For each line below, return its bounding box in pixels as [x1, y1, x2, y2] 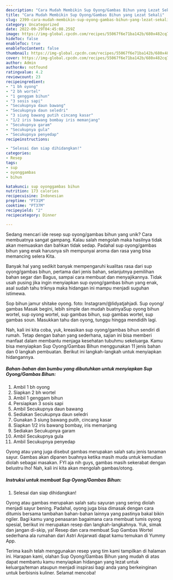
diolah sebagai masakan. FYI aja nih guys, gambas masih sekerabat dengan [6, 460, 166, 466]
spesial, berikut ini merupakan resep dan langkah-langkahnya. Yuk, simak [6, 521, 162, 528]
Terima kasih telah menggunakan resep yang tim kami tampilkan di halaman [6, 548, 166, 554]
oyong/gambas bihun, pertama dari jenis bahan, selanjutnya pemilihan [6, 268, 155, 275]
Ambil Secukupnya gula [13, 433, 64, 440]
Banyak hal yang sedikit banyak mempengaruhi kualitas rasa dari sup [6, 263, 152, 269]
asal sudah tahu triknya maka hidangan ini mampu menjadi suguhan [6, 285, 149, 291]
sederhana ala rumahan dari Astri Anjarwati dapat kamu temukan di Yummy [6, 533, 166, 539]
